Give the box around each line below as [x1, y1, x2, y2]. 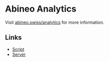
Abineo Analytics [5, 3, 76, 15]
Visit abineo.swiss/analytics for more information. [5, 19, 105, 25]
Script [12, 46, 24, 52]
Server [12, 51, 26, 57]
